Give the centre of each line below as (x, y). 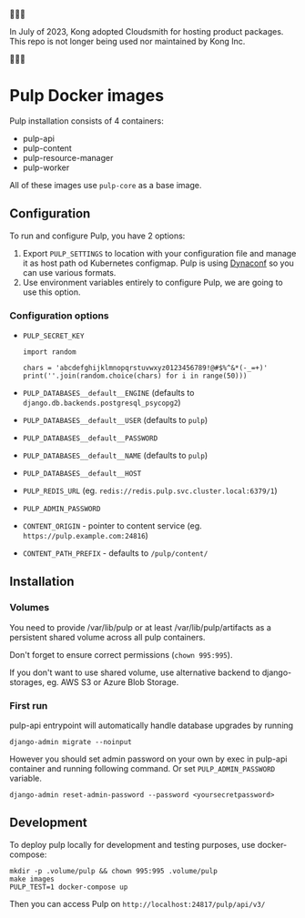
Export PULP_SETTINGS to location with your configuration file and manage (159, 253)
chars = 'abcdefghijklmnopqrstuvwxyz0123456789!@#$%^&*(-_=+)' (145, 368)
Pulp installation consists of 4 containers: (86, 121)
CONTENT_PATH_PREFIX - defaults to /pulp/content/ (115, 553)
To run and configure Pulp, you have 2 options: (97, 236)
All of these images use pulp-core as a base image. (106, 185)
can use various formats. (69, 272)
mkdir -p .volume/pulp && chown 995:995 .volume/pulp (114, 871)
